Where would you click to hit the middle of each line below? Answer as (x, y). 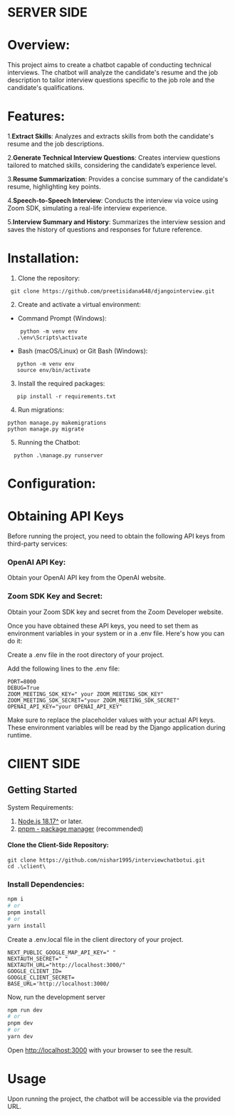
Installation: (43, 258)
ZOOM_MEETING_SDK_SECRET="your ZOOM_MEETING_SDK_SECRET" (94, 700)
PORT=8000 (22, 682)
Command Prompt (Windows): (62, 318)
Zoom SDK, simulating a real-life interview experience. (87, 208)
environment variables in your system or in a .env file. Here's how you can (116, 633)
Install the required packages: (61, 383)
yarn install (27, 925)
